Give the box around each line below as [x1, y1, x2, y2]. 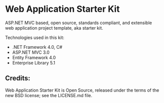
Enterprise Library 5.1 [12, 60, 56, 66]
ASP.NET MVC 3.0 [12, 49, 50, 55]
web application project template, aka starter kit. [5, 25, 103, 31]
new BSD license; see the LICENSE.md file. [5, 92, 93, 98]
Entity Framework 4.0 [12, 54, 56, 60]
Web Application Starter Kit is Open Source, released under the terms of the [5, 87, 159, 93]
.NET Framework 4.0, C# [12, 44, 63, 50]
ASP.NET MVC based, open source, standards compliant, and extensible [5, 20, 152, 26]
